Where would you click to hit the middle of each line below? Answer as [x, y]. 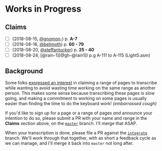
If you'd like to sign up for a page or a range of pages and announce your [79, 113]
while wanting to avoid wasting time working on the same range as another [81, 88]
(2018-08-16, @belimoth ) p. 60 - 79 [48, 44]
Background [24, 71]
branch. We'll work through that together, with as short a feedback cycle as [81, 138]
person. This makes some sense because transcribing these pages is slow [80, 93]
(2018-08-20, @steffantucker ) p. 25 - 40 [53, 50]
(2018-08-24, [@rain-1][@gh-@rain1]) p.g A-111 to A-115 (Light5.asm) [81, 55]
